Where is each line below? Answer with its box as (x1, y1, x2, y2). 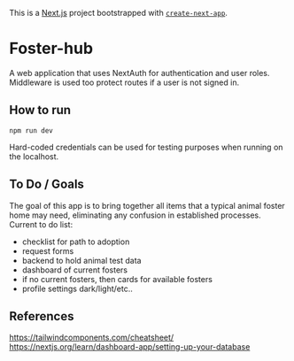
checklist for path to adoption (21, 236, 130, 247)
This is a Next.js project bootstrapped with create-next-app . (9, 8, 228, 18)
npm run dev (9, 126, 53, 135)
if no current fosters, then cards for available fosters (21, 273, 213, 284)
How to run (9, 103, 72, 118)
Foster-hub (9, 39, 94, 58)
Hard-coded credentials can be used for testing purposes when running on (9, 142, 283, 152)
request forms (21, 245, 74, 256)
